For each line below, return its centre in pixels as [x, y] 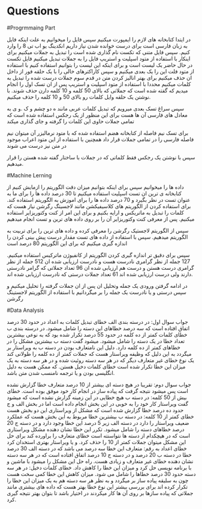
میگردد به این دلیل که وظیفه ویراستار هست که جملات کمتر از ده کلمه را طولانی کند [99, 353]
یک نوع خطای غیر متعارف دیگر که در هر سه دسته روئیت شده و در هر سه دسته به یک [100, 360]
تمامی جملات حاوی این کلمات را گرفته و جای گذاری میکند [70, 121]
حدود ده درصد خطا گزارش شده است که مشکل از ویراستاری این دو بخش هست [95, 410]
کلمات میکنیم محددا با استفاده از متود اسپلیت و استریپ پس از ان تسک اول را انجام [99, 84]
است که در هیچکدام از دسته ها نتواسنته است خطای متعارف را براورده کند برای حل [99, 435]
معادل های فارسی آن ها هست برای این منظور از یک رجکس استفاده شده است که [97, 115]
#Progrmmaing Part [31, 28]
